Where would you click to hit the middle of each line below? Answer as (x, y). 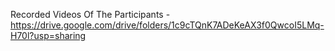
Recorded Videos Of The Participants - (90, 14)
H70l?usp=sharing (48, 35)
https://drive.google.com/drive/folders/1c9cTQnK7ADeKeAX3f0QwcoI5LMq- (167, 25)
